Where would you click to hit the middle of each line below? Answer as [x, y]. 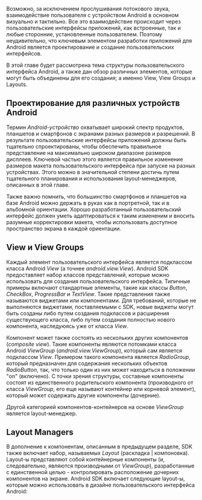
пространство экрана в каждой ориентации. [64, 228]
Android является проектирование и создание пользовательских [90, 47]
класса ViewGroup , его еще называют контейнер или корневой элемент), [101, 389]
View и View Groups [45, 247]
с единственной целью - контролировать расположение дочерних [93, 472]
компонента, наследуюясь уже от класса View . [67, 326]
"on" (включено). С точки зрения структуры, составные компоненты [95, 376]
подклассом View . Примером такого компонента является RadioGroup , [99, 357]
